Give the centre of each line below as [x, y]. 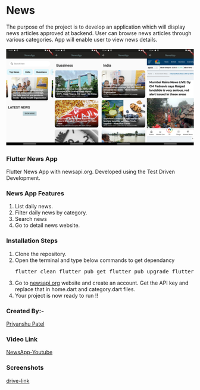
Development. [23, 178]
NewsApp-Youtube [29, 352]
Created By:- [25, 311]
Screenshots [25, 368]
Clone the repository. [40, 254]
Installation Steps [32, 241]
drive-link [18, 380]
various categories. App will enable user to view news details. [82, 39]
